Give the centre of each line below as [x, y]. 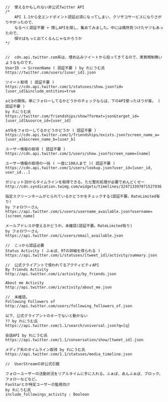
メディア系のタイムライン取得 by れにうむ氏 [45, 350]
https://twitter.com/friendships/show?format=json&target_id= [72, 116]
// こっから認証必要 [25, 245]
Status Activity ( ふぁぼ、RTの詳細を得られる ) [53, 251]
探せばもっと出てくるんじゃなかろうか [48, 39]
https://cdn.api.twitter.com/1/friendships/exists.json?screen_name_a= [82, 135]
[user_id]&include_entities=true [40, 91]
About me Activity [25, 283]
